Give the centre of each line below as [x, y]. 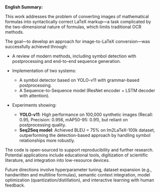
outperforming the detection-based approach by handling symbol [85, 135]
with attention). [34, 96]
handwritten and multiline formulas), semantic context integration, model [78, 175]
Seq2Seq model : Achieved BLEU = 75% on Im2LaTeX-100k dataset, [87, 130]
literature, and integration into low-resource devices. [57, 160]
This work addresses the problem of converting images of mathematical [77, 16]
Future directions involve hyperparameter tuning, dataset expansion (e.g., [78, 170]
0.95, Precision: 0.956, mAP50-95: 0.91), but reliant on [74, 120]
